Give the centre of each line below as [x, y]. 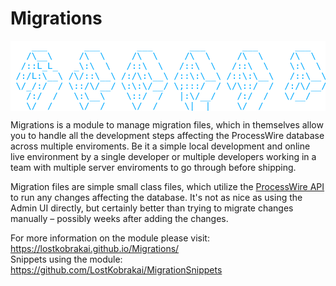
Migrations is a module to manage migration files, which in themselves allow [167, 124]
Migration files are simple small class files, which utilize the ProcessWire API [167, 186]
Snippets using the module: [66, 259]
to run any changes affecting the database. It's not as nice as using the [156, 197]
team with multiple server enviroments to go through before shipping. [153, 167]
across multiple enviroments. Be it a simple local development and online [160, 146]
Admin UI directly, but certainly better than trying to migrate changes [152, 208]
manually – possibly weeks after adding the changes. [119, 218]
